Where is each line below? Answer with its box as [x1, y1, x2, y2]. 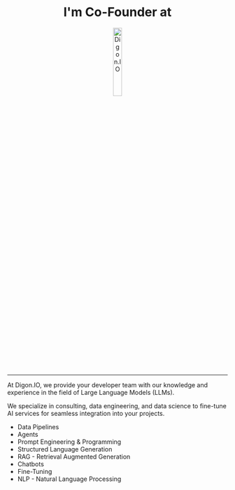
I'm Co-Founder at [63, 4, 172, 20]
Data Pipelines [17, 422, 59, 431]
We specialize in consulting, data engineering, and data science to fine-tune [7, 401, 227, 410]
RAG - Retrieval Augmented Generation [17, 452, 131, 461]
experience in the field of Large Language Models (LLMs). [7, 388, 175, 396]
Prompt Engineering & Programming [17, 438, 122, 446]
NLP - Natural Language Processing [17, 475, 122, 483]
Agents [17, 430, 38, 438]
